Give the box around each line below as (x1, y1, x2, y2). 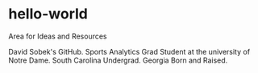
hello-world (8, 5, 89, 23)
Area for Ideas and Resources (8, 31, 107, 41)
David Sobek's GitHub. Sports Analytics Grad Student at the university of (8, 47, 251, 56)
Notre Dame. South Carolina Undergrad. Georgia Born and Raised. (8, 55, 228, 65)
